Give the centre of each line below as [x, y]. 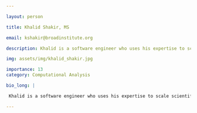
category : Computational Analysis [48, 75]
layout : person [25, 16]
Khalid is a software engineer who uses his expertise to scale [89, 96]
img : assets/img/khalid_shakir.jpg [50, 59]
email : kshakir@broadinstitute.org [50, 38]
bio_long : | [21, 85]
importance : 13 [25, 70]
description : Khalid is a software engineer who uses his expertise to [95, 48]
